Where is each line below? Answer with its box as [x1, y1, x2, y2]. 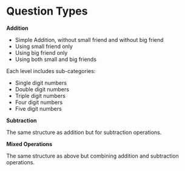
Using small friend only [15, 43, 73, 50]
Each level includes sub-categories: [6, 67, 96, 74]
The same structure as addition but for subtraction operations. [6, 128, 162, 136]
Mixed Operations [6, 140, 53, 147]
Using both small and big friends [15, 55, 97, 63]
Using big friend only [15, 49, 68, 56]
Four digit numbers [15, 99, 63, 106]
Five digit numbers [15, 105, 62, 112]
